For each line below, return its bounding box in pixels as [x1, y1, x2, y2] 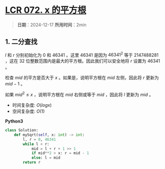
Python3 [5, 118, 23, 124]
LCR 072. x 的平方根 [5, 4, 87, 16]
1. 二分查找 [5, 38, 38, 46]
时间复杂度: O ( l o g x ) [12, 102, 52, 108]
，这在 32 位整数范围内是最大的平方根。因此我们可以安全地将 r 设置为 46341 [5, 58, 160, 64]
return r [23, 160, 41, 165]
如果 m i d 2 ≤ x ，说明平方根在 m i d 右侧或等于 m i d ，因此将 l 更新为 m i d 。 [5, 91, 154, 98]
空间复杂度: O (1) [12, 108, 45, 114]
